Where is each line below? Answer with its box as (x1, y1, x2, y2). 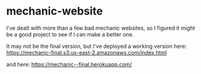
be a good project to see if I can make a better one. (6, 30, 134, 38)
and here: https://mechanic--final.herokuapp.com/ (6, 61, 132, 68)
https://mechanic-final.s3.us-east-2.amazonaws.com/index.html (6, 49, 167, 56)
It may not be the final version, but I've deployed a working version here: (6, 42, 187, 50)
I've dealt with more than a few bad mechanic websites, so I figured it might (6, 24, 196, 32)
